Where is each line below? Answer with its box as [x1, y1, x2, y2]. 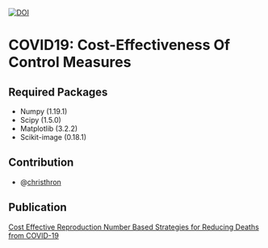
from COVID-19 [8, 230, 59, 240]
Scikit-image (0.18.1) [19, 132, 87, 141]
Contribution [8, 156, 74, 170]
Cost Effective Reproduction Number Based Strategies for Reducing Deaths [8, 222, 260, 232]
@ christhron [19, 177, 62, 187]
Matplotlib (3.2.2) [19, 124, 78, 133]
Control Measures [8, 53, 132, 72]
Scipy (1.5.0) [19, 116, 62, 124]
